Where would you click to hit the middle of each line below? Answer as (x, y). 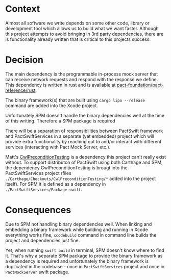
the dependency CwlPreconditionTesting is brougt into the (66, 168)
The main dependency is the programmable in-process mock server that (82, 74)
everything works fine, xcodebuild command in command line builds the (81, 235)
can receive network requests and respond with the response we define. (82, 79)
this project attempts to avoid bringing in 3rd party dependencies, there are (84, 34)
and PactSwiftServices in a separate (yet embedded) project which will (80, 136)
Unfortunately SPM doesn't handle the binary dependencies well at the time (85, 115)
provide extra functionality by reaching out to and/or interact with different (83, 141)
